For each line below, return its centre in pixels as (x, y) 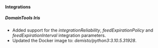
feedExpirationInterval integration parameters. (59, 35)
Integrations (18, 7)
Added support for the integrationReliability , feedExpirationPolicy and (83, 30)
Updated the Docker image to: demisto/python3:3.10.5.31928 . (74, 40)
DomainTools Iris (23, 18)
